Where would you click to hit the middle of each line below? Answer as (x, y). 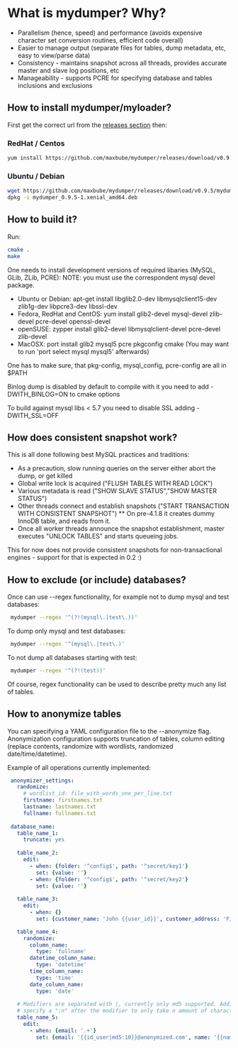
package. (21, 285)
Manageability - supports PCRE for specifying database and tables (115, 78)
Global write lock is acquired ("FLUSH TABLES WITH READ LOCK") (115, 483)
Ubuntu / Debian (36, 176)
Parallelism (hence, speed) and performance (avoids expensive (110, 33)
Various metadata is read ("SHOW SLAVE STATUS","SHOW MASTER (117, 491)
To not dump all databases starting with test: (72, 657)
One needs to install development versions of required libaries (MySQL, (112, 270)
